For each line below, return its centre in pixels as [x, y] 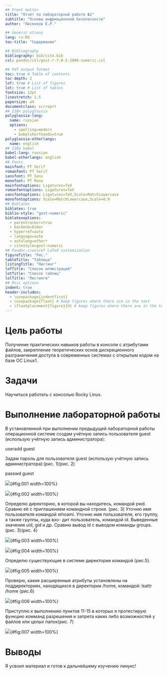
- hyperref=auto [26, 232]
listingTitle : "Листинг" [31, 264]
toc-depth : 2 [19, 79]
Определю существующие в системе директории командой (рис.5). [78, 560]
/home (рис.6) [20, 591]
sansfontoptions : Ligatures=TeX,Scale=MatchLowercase [62, 195]
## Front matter [22, 10]
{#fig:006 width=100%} [34, 601]
